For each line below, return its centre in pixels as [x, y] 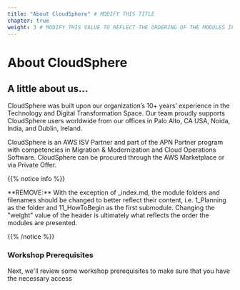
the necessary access [40, 278]
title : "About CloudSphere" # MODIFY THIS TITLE [81, 14]
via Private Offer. [32, 165]
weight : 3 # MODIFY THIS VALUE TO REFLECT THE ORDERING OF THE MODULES [116, 27]
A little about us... [48, 89]
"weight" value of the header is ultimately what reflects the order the [108, 215]
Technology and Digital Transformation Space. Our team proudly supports [116, 113]
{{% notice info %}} [36, 179]
